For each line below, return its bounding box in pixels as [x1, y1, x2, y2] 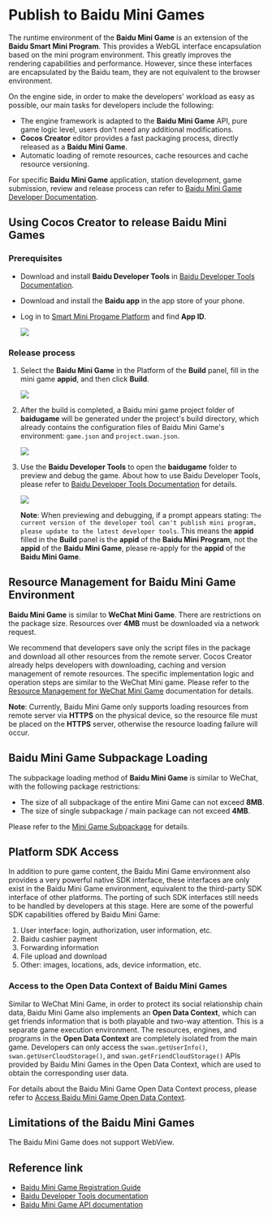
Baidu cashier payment [19, 934, 97, 944]
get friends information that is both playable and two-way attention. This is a [8, 1016, 264, 1026]
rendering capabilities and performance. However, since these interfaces [8, 59, 253, 68]
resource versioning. [19, 159, 89, 168]
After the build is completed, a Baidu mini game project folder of [19, 405, 235, 415]
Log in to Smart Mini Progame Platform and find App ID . [19, 311, 207, 321]
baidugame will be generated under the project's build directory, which [19, 413, 260, 424]
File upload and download [19, 951, 107, 961]
